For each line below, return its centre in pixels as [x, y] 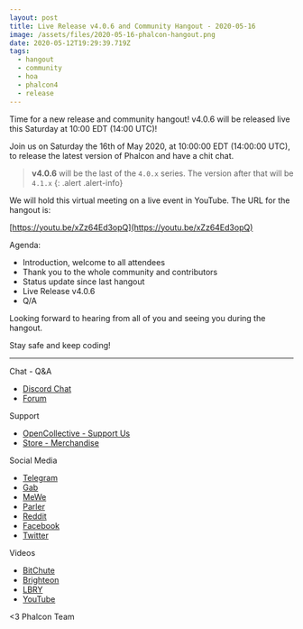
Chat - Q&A [31, 371]
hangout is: [30, 209]
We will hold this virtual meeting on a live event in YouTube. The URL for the [150, 200]
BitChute [39, 570]
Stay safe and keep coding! [60, 345]
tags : [19, 51]
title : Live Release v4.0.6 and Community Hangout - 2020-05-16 [133, 26]
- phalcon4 [38, 85]
